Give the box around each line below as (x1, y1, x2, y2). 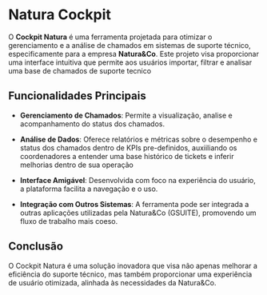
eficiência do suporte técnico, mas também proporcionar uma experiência (8, 269, 253, 279)
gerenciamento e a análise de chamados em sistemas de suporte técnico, (8, 40, 251, 50)
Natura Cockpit (8, 6, 112, 24)
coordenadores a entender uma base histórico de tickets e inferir (19, 151, 234, 161)
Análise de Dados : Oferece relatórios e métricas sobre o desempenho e (19, 134, 258, 144)
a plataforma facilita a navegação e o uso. (19, 184, 158, 193)
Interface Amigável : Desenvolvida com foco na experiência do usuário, (19, 175, 256, 185)
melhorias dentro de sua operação (19, 160, 134, 169)
